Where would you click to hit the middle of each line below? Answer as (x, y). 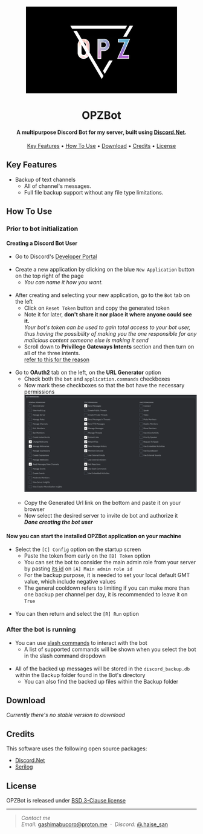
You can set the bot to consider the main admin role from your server (110, 562)
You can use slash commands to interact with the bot (81, 642)
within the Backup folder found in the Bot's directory (80, 675)
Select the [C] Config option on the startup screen (78, 549)
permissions (39, 392)
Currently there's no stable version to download (66, 715)
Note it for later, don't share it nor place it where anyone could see (108, 315)
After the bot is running (41, 630)
